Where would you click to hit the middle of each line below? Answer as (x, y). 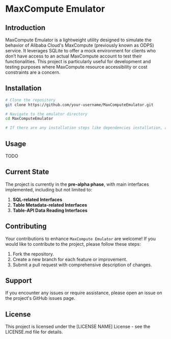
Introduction (25, 28)
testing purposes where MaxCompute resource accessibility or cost (76, 67)
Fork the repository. (33, 254)
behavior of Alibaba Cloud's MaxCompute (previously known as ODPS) (80, 45)
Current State (27, 172)
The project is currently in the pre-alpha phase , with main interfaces (77, 184)
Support (19, 281)
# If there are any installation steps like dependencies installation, (84, 128)
